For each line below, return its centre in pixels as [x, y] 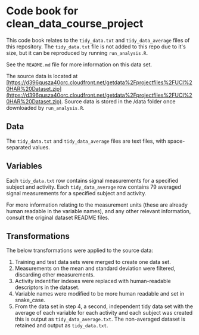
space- [176, 141]
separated [19, 147]
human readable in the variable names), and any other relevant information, [99, 211]
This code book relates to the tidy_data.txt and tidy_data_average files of [98, 40]
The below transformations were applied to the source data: [80, 251]
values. [41, 147]
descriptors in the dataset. [47, 287]
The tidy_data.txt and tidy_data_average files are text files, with [86, 141]
